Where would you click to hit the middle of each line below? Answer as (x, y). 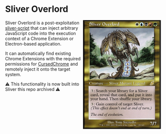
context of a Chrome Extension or (40, 39)
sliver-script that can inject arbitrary (41, 28)
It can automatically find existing (38, 53)
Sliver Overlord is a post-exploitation (42, 23)
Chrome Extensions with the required (43, 58)
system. (13, 74)
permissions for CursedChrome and (41, 64)
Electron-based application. (33, 44)
